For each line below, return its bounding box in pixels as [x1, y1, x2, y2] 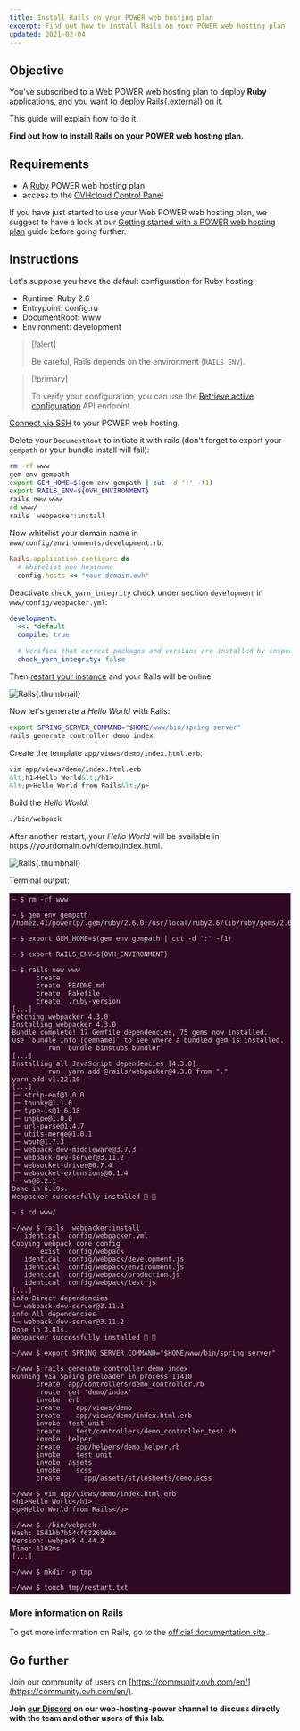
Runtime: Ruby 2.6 [21, 292, 91, 304]
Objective [9, 63, 65, 78]
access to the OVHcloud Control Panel [21, 189, 164, 200]
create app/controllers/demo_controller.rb [35, 1380, 204, 1390]
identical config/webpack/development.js [23, 1255, 185, 1265]
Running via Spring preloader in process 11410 [12, 1373, 193, 1382]
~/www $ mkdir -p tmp [12, 1567, 93, 1577]
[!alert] [30, 339, 56, 349]
